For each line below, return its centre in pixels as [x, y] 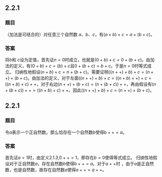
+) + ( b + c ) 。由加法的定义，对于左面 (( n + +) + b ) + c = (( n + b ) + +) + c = [78, 78]
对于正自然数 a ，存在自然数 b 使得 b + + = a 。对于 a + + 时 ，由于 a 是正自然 [81, 163]
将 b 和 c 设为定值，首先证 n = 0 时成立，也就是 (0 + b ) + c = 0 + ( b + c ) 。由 [78, 59]
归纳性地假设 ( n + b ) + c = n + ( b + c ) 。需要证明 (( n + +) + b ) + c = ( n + [84, 72]
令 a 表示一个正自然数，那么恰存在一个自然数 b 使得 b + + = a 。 [66, 132]
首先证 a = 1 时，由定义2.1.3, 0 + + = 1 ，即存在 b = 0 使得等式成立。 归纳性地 [79, 157]
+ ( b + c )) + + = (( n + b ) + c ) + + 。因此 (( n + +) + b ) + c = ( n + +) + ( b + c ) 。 [80, 90]
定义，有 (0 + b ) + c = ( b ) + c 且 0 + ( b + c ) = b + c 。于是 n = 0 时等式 [80, 66]
